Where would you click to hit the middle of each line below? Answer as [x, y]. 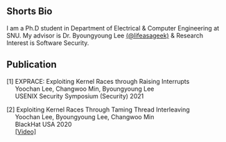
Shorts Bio [29, 11]
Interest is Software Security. [48, 43]
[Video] [26, 132]
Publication [32, 65]
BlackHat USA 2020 [43, 124]
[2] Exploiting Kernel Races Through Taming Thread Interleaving [98, 109]
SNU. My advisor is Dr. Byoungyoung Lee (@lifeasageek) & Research [105, 35]
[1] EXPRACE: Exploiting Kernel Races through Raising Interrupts [98, 81]
